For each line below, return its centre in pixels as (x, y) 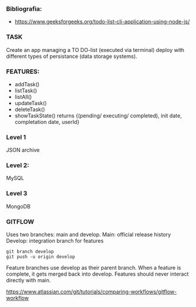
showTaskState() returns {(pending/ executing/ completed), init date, (98, 115)
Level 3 (17, 194)
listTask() (26, 90)
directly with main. (29, 280)
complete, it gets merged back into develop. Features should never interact (97, 274)
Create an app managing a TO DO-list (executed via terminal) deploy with (95, 50)
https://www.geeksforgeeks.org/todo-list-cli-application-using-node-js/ (102, 22)
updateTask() (31, 103)
